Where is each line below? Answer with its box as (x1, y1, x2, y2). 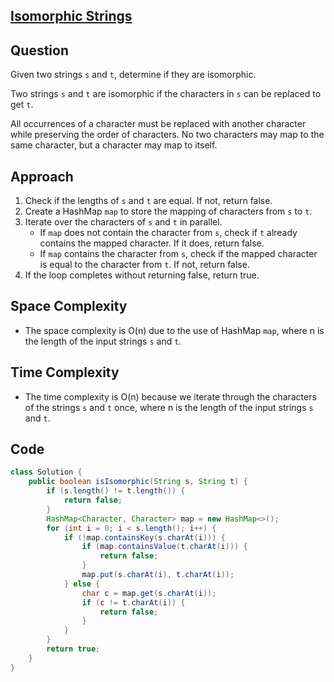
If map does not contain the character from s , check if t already (39, 227, 298, 239)
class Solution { (10, 467, 83, 478)
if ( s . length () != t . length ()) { (46, 486, 186, 496)
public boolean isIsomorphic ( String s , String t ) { (28, 477, 248, 487)
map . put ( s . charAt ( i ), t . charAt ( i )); (81, 570, 235, 580)
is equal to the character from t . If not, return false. (39, 259, 250, 271)
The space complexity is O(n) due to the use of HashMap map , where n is (24, 324, 325, 336)
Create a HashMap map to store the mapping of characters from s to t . (24, 205, 313, 218)
